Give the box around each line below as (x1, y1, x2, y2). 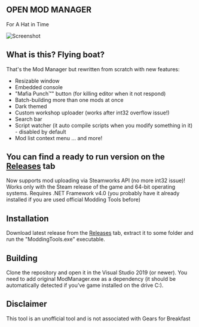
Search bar (14, 115, 43, 122)
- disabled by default (14, 128, 67, 135)
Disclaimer (6, 299, 47, 309)
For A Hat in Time (6, 20, 50, 28)
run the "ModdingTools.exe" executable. (6, 236, 106, 243)
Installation (6, 213, 49, 223)
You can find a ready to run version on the (6, 152, 166, 162)
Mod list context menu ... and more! (14, 134, 103, 141)
